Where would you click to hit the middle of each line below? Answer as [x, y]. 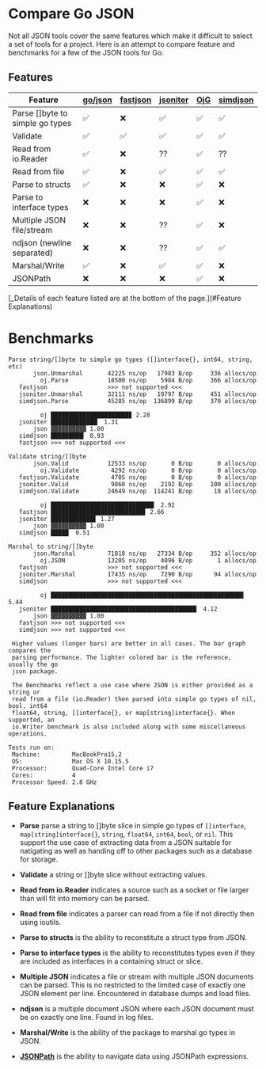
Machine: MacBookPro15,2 [67, 754]
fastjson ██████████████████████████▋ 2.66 [91, 512]
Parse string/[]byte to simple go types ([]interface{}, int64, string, [131, 360]
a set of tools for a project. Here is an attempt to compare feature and [122, 44]
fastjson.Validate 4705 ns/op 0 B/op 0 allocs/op [138, 477]
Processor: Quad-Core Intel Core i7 [83, 768]
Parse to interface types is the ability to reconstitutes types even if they [137, 953]
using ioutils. [40, 922]
